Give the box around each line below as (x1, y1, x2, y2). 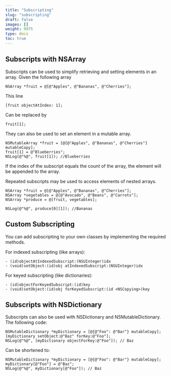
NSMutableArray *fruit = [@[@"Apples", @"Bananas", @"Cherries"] (5, 140, 147, 146)
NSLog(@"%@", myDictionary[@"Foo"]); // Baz (5, 366, 102, 371)
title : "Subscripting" (5, 7, 54, 13)
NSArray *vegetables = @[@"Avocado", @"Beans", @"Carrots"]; (5, 192, 139, 197)
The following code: (5, 319, 48, 325)
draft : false (5, 17, 33, 22)
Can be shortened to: (5, 347, 50, 353)
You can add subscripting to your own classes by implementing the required (5, 233, 166, 239)
